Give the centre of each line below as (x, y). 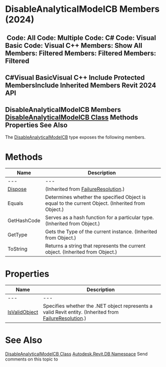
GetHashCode (24, 220)
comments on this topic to (32, 359)
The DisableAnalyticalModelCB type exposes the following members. (75, 137)
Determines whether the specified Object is (96, 197)
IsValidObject (23, 312)
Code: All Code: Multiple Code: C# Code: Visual (82, 38)
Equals (16, 203)
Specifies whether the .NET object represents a (98, 306)
